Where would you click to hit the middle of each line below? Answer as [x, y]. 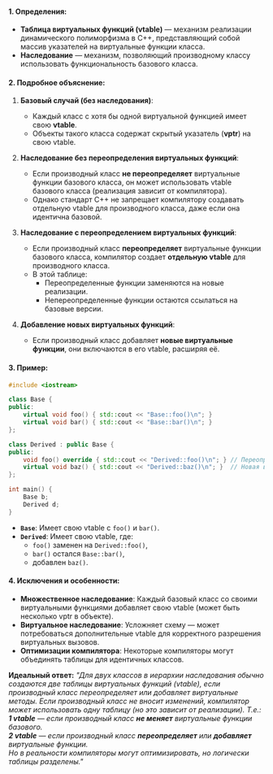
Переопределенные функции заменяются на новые [134, 283]
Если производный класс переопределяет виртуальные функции [147, 249]
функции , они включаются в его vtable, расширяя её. [126, 349]
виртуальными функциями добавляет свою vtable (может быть [130, 607]
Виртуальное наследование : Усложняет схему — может [120, 624]
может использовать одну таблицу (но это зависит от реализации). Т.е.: [135, 709]
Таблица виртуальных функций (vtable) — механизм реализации [136, 29]
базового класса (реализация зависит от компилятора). [130, 191]
